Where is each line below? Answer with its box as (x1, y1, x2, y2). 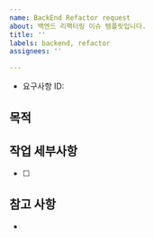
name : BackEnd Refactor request (9, 13, 131, 23)
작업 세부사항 (9, 143, 78, 158)
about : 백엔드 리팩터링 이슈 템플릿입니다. (9, 22, 147, 31)
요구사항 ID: (22, 81, 65, 91)
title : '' (9, 30, 47, 39)
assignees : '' (9, 47, 63, 56)
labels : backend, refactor (9, 38, 111, 48)
